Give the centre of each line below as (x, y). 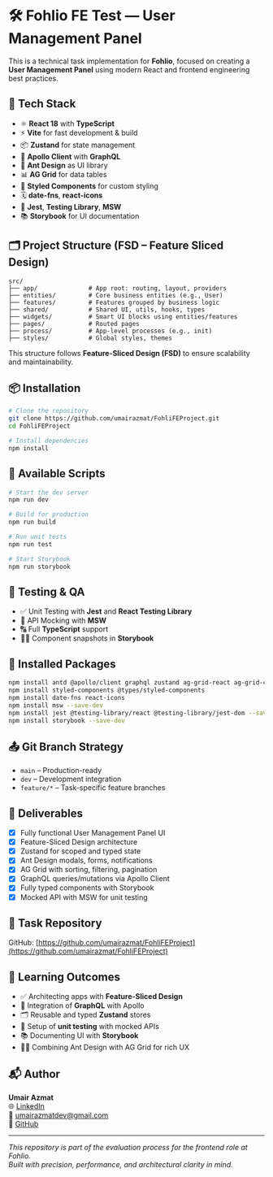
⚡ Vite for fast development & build (79, 132)
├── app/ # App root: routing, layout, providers (118, 288)
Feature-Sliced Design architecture (79, 842)
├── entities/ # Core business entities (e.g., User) (116, 295)
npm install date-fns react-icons (67, 697)
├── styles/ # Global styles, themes (91, 338)
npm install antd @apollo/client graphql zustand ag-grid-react (119, 683)
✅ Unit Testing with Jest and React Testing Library (106, 611)
